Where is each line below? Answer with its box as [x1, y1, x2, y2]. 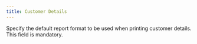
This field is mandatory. [6, 31, 63, 38]
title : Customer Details [6, 8, 67, 15]
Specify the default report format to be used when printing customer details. [6, 25, 192, 32]
